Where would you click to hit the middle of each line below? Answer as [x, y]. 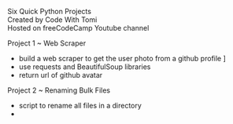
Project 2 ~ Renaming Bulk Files [59, 90]
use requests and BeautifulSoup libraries [85, 67]
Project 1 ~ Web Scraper [47, 43]
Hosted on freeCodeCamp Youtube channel [78, 28]
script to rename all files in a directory [80, 106]
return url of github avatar [61, 75]
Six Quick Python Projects [50, 11]
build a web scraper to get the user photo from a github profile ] [122, 58]
